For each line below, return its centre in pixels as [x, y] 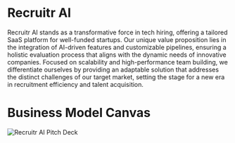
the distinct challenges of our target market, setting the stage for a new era [116, 77]
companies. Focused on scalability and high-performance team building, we [118, 62]
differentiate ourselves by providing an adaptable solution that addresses [113, 69]
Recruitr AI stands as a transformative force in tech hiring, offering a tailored [118, 32]
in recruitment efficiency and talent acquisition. [76, 84]
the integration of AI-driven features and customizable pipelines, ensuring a [117, 47]
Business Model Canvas [79, 113]
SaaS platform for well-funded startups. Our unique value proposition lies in [117, 39]
